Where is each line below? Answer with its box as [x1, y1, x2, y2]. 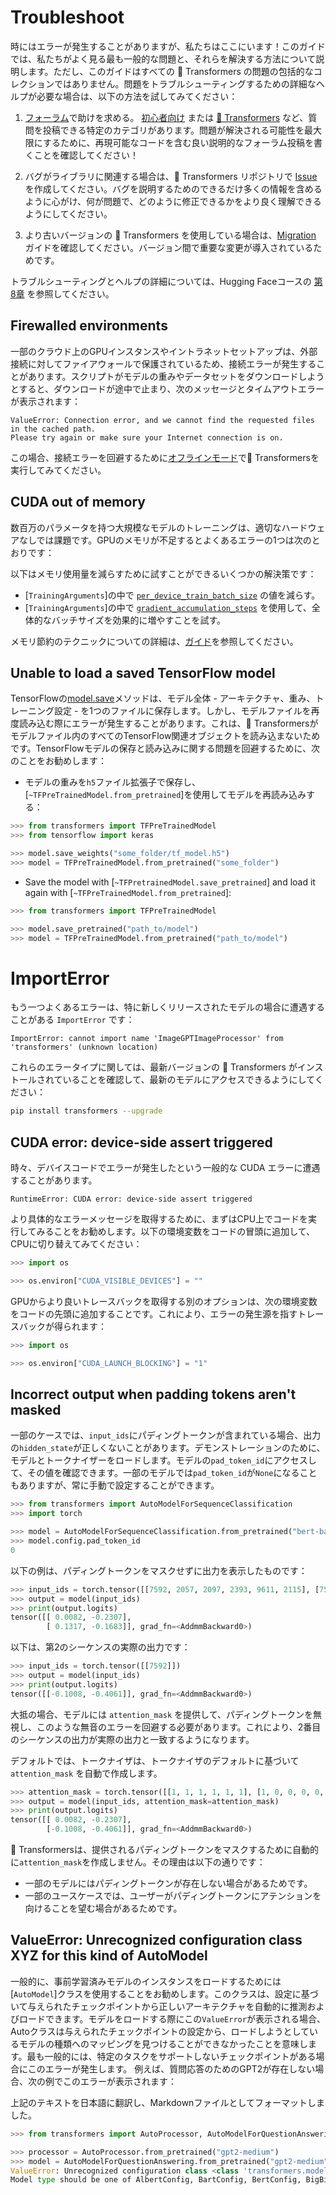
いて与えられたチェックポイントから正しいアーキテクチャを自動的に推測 [10, 2000, 308, 2012]
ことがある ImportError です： [10, 1014, 135, 1026]
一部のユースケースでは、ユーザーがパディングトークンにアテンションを [24, 1890, 322, 1902]
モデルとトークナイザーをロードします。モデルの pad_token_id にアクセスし [10, 1454, 317, 1466]
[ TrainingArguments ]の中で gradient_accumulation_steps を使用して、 [24, 601, 312, 613]
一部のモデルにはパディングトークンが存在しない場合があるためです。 [24, 1877, 313, 1890]
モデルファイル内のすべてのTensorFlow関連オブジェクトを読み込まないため [10, 730, 321, 742]
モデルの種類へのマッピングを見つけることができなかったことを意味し [18, 2037, 308, 2050]
